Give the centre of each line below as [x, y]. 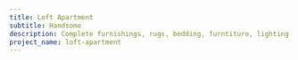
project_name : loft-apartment [66, 42]
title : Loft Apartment [51, 17]
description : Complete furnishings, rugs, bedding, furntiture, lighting [149, 34]
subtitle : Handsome [46, 26]
